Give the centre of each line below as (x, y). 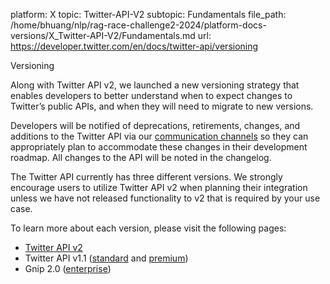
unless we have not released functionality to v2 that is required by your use (165, 198)
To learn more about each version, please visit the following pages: (148, 228)
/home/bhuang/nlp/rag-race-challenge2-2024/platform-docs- (138, 25)
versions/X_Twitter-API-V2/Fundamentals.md (103, 35)
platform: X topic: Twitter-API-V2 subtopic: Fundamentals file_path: (148, 14)
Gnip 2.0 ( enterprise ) (68, 268)
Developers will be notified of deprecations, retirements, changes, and (155, 125)
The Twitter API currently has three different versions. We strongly (146, 177)
